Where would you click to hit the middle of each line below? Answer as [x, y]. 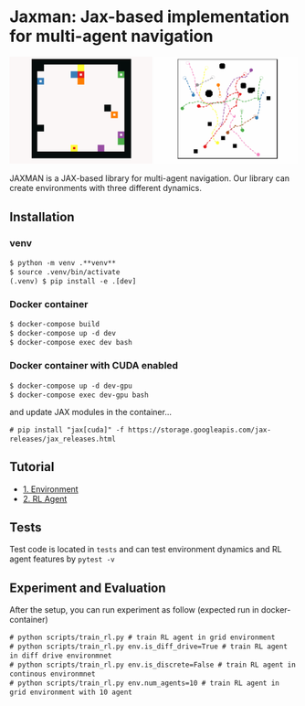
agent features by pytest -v [63, 559]
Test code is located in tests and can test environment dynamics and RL [146, 550]
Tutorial [32, 467]
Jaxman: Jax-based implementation [150, 17]
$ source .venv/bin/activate [65, 273]
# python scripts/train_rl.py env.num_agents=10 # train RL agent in [145, 683]
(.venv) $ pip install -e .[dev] [73, 282]
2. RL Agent [45, 498]
